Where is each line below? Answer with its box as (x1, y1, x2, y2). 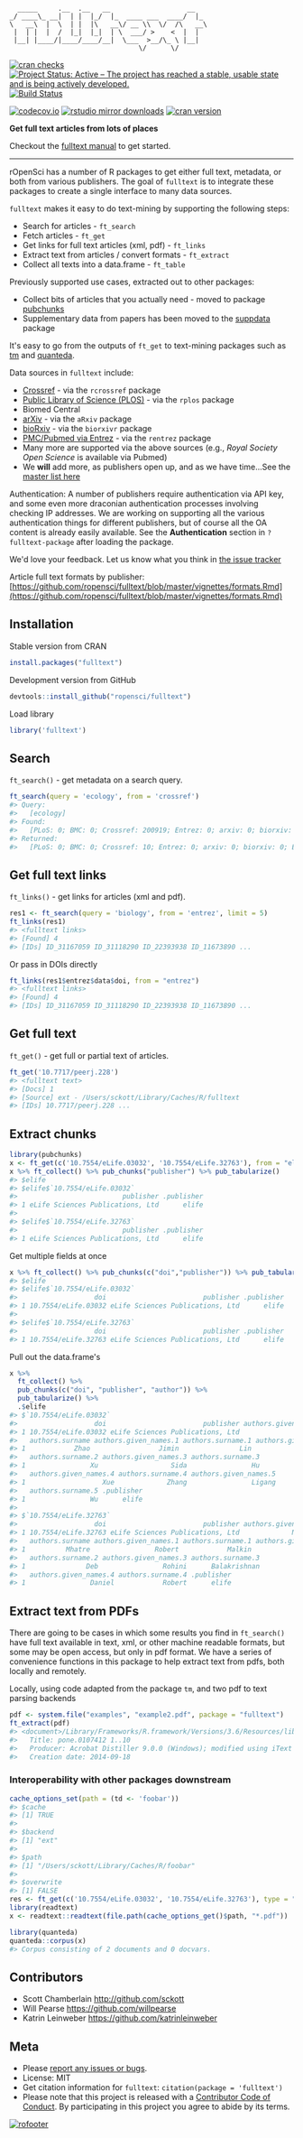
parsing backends (9, 1693, 77, 1704)
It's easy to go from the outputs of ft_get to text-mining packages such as (9, 340, 287, 351)
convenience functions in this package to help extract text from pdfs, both (9, 1656, 285, 1667)
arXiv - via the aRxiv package (22, 413, 133, 424)
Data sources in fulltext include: (9, 367, 133, 378)
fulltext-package (9, 538, 75, 547)
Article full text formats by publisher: (9, 571, 145, 582)
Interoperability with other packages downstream (9, 1773, 232, 1786)
